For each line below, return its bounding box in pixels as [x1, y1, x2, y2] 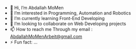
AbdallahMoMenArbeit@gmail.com [10, 33, 83, 39]
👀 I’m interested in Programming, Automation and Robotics [10, 10, 131, 16]
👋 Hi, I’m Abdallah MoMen [10, 5, 64, 10]
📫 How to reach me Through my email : [10, 26, 93, 32]
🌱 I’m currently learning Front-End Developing [10, 15, 105, 21]
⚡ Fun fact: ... [10, 39, 38, 45]
